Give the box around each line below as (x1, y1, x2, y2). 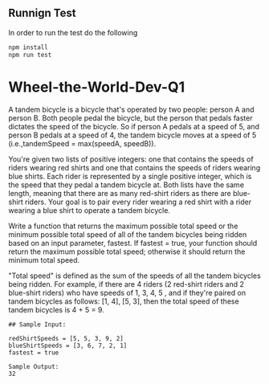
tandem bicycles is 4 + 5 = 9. (8, 304, 104, 314)
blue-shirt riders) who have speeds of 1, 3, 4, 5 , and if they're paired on (8, 288, 247, 297)
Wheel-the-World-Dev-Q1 (8, 78, 185, 96)
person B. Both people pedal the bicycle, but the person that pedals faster (8, 112, 253, 123)
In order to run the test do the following (8, 27, 138, 37)
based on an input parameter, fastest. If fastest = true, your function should (8, 238, 258, 247)
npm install (8, 43, 48, 51)
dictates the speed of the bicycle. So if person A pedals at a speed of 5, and (8, 121, 259, 131)
